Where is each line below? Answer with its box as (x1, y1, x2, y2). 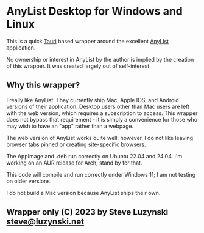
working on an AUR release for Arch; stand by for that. (6, 159, 142, 166)
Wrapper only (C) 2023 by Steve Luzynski (6, 207, 169, 218)
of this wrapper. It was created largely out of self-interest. (6, 62, 151, 70)
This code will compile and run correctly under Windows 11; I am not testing (6, 171, 196, 178)
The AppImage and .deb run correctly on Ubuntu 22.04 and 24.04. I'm (6, 152, 183, 160)
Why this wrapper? (6, 80, 80, 91)
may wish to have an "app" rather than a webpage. (6, 122, 134, 130)
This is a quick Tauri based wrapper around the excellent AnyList (6, 37, 169, 45)
